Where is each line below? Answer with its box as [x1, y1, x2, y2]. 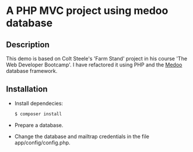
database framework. [6, 68, 58, 74]
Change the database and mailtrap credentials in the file [14, 133, 150, 140]
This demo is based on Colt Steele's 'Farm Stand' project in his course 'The [6, 55, 188, 62]
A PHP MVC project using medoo [6, 4, 169, 17]
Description [6, 40, 50, 50]
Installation [6, 84, 48, 94]
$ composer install [14, 111, 62, 117]
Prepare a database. [14, 121, 64, 129]
